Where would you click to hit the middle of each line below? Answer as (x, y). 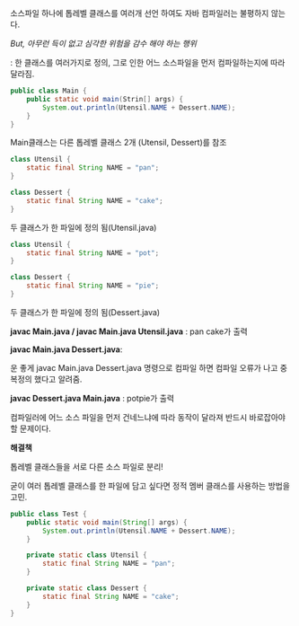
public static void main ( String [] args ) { (107, 522)
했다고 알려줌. (58, 379)
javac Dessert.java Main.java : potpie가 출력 (92, 398)
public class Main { (49, 91)
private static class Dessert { (87, 588)
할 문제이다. (31, 428)
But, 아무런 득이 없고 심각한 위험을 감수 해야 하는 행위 (103, 44)
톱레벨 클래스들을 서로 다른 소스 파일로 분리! (87, 466)
